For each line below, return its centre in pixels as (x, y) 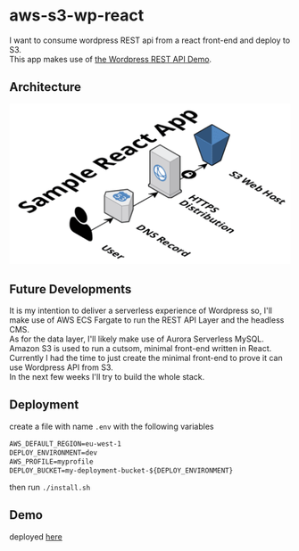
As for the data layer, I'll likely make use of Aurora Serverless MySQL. (137, 339)
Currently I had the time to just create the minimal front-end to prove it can (146, 358)
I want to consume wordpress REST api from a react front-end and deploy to (150, 40)
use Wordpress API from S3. (61, 367)
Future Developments (71, 289)
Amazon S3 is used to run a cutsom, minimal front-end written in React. (141, 348)
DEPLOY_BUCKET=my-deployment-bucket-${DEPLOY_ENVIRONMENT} (121, 470)
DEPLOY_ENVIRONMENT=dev (54, 452)
